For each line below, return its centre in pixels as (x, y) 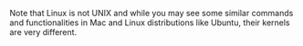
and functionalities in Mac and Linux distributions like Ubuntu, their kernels (150, 23)
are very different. (43, 32)
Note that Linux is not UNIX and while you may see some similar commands (151, 13)
